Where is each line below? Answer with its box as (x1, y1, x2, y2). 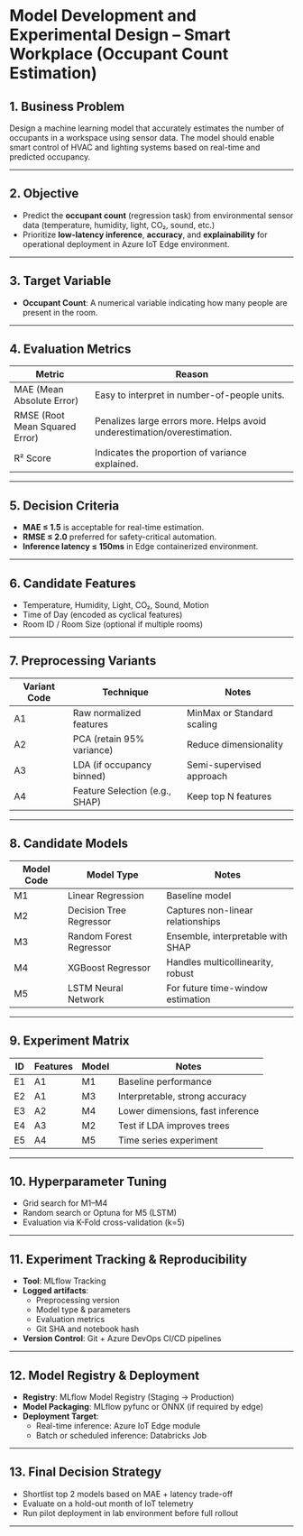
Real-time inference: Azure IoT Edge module (35, 1420, 201, 1430)
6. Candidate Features (9, 575, 137, 591)
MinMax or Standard (186, 706, 273, 719)
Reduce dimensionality (186, 738, 284, 750)
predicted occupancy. (9, 152, 91, 162)
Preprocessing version (35, 1295, 120, 1306)
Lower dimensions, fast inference (118, 1104, 260, 1117)
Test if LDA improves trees (118, 1119, 230, 1132)
